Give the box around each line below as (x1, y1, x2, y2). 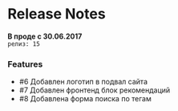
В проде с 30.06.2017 (7, 31, 83, 41)
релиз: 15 (7, 39, 41, 48)
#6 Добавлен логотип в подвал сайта (18, 77, 148, 87)
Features (7, 58, 43, 69)
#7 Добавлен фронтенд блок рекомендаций (18, 85, 171, 95)
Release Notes (7, 5, 106, 23)
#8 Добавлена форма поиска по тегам (18, 94, 152, 104)
